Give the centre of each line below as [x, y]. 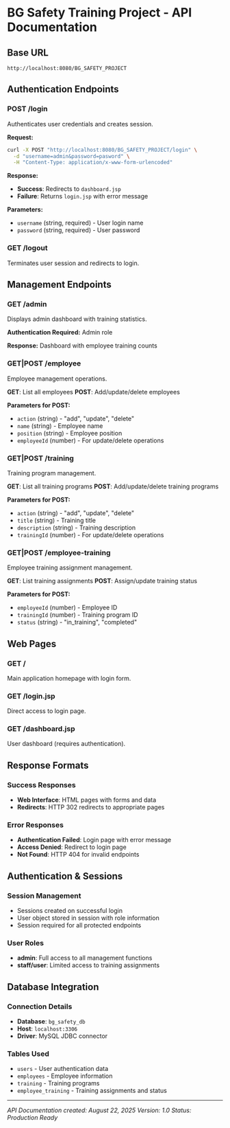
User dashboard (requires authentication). [66, 744]
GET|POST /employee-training [59, 552]
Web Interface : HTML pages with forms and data [87, 800]
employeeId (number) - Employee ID [67, 608]
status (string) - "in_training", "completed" [77, 622]
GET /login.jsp [31, 696]
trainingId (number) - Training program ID [77, 615]
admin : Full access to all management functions [85, 958]
